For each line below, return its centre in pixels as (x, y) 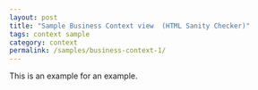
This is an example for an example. (73, 76)
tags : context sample (50, 34)
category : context (43, 42)
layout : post (34, 17)
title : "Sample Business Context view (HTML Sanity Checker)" (130, 26)
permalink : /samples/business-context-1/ (88, 51)
